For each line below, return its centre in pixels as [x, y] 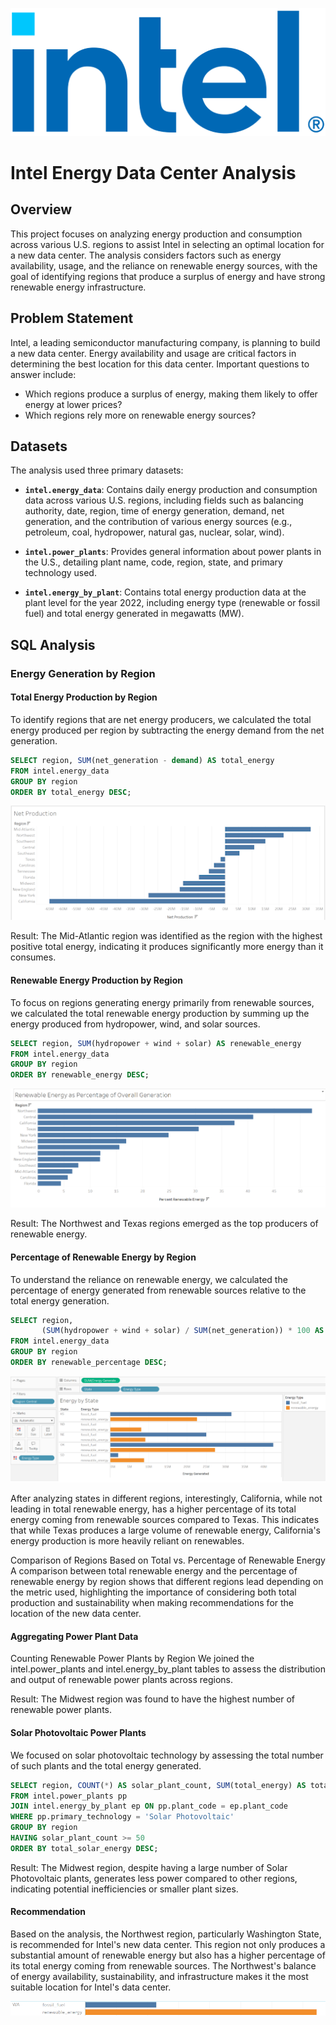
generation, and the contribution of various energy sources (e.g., [158, 522]
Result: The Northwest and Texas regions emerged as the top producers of [164, 1224]
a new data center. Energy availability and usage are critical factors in [153, 353]
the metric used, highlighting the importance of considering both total [153, 1592]
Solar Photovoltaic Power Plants [78, 1733]
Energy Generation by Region [83, 673]
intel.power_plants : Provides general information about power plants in [173, 552]
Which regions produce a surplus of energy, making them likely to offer [171, 394]
